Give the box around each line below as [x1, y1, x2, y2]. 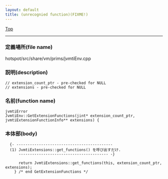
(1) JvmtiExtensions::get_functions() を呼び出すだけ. [9, 147, 121, 152]
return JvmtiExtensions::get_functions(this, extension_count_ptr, [18, 160, 162, 165]
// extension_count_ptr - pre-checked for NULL [5, 80, 106, 85]
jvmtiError [5, 109, 28, 114]
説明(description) [5, 68, 48, 75]
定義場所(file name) [5, 43, 53, 50]
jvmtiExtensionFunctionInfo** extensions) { [5, 118, 99, 123]
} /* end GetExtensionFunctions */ [14, 169, 88, 174]
